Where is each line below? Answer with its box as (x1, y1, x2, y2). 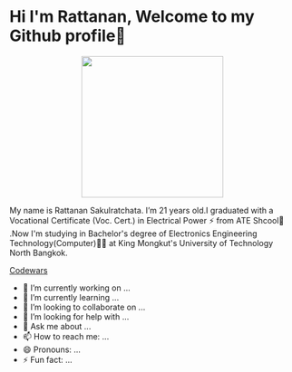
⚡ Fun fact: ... (22, 354, 73, 365)
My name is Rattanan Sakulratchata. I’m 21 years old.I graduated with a (9, 205, 274, 215)
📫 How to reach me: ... (22, 330, 110, 341)
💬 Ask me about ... (22, 320, 92, 331)
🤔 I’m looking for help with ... (22, 310, 130, 322)
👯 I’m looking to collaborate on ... (22, 301, 146, 312)
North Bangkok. (9, 247, 68, 258)
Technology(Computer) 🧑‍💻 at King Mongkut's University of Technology (9, 237, 274, 248)
